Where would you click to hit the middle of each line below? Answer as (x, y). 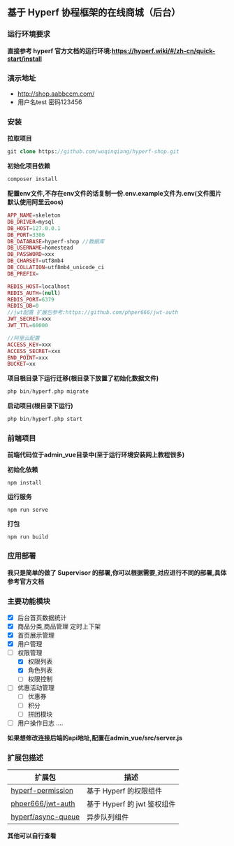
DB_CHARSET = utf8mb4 (36, 261)
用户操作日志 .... (40, 723)
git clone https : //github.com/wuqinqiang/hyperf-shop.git (93, 152)
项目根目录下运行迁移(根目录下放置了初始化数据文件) (83, 378)
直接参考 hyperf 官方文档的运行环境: (59, 50)
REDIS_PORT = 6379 (31, 299)
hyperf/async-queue (45, 817)
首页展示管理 (36, 636)
